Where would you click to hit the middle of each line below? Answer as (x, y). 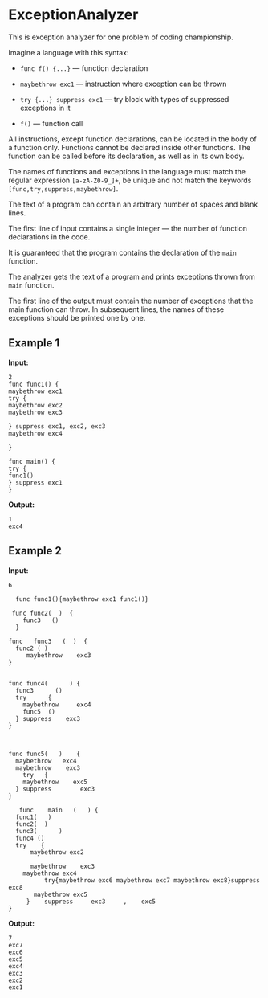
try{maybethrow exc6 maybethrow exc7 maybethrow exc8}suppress (152, 880)
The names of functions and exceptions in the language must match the (127, 171)
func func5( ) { (45, 754)
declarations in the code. (49, 237)
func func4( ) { (45, 683)
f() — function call (51, 123)
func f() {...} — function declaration (84, 68)
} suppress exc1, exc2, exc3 (57, 426)
